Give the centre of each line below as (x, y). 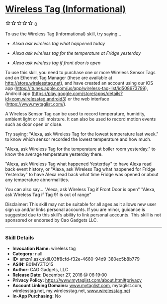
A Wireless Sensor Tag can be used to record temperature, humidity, (75, 113)
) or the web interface (87, 99)
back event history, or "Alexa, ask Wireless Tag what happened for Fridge (80, 169)
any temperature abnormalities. (37, 180)
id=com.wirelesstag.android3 (35, 99)
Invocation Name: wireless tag (44, 249)
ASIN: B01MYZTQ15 (33, 264)
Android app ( (19, 94)
